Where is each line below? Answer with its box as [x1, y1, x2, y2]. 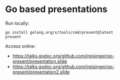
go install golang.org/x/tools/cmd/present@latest [5, 30, 113, 35]
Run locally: [5, 20, 30, 26]
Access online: [5, 43, 36, 49]
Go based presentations [5, 4, 108, 15]
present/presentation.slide [12, 58, 67, 64]
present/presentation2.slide [12, 69, 70, 75]
